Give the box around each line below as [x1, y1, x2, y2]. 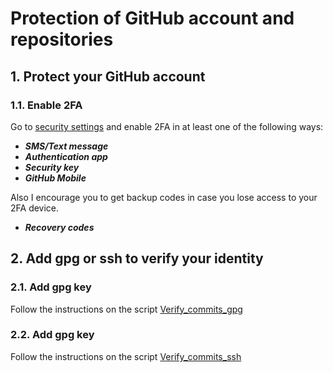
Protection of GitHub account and [10, 7, 295, 30]
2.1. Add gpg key [10, 280, 92, 294]
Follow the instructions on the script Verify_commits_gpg [10, 303, 243, 315]
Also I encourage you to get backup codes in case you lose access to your [10, 191, 318, 203]
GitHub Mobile [24, 172, 87, 184]
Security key [24, 161, 80, 173]
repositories [10, 28, 114, 51]
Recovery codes [24, 221, 95, 233]
